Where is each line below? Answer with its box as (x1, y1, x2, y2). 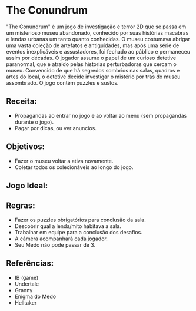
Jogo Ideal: (6, 180, 48, 190)
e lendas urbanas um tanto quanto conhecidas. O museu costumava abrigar (6, 35, 190, 42)
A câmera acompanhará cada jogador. (14, 235, 108, 242)
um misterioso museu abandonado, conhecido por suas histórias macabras (6, 29, 189, 36)
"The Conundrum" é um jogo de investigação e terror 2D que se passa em (6, 23, 187, 30)
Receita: (6, 97, 37, 107)
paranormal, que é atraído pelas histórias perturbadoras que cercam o (6, 60, 177, 68)
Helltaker (14, 299, 37, 306)
